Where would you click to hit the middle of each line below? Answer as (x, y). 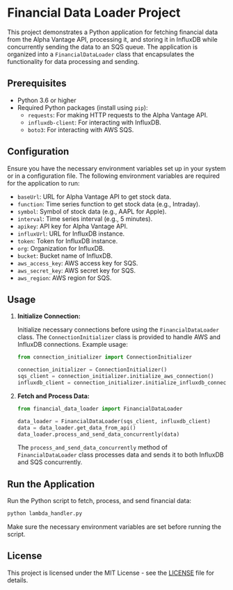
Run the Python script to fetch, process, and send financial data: (99, 501)
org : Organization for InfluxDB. (61, 248)
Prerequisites (37, 84)
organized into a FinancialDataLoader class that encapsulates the (101, 54)
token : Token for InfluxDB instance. (67, 240)
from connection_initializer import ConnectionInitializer (105, 357)
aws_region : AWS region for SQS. (64, 278)
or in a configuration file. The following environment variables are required (114, 176)
